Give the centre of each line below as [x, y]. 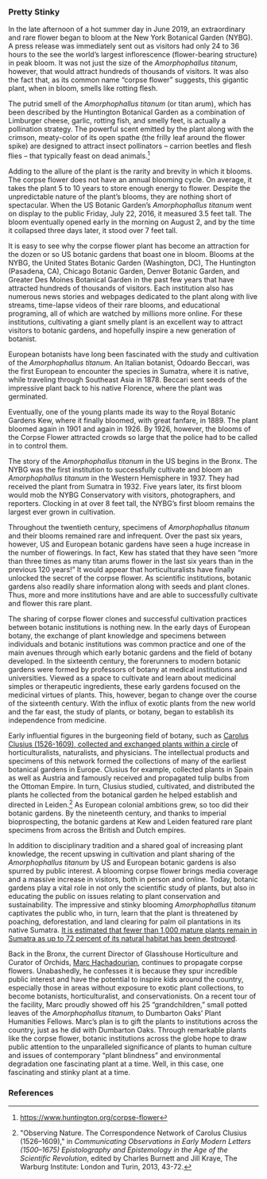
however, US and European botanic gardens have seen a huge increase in [129, 544]
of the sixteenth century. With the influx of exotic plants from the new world [132, 703]
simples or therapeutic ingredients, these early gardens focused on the [124, 686]
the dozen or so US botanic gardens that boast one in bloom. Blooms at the [131, 254]
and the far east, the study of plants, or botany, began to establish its [121, 711]
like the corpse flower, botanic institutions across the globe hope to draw [128, 1038]
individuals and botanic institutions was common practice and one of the [127, 644]
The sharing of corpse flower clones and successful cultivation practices [128, 618]
